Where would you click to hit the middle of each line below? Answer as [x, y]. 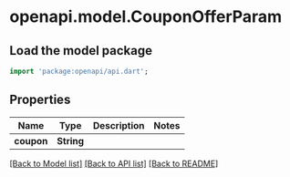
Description [119, 125]
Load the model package [81, 51]
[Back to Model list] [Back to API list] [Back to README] [114, 163]
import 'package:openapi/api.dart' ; [79, 71]
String [71, 141]
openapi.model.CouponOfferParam [146, 17]
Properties [40, 100]
